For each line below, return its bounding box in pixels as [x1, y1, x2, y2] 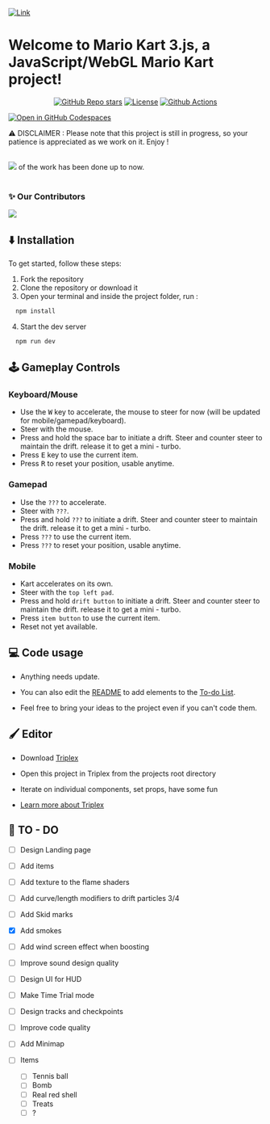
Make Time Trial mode [19, 991, 95, 1000]
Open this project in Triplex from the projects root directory [19, 768, 216, 778]
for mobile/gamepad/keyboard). [19, 416, 127, 426]
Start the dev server [19, 322, 87, 331]
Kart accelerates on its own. [19, 579, 114, 589]
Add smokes [19, 925, 62, 935]
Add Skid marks [19, 909, 73, 919]
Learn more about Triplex [19, 800, 105, 810]
